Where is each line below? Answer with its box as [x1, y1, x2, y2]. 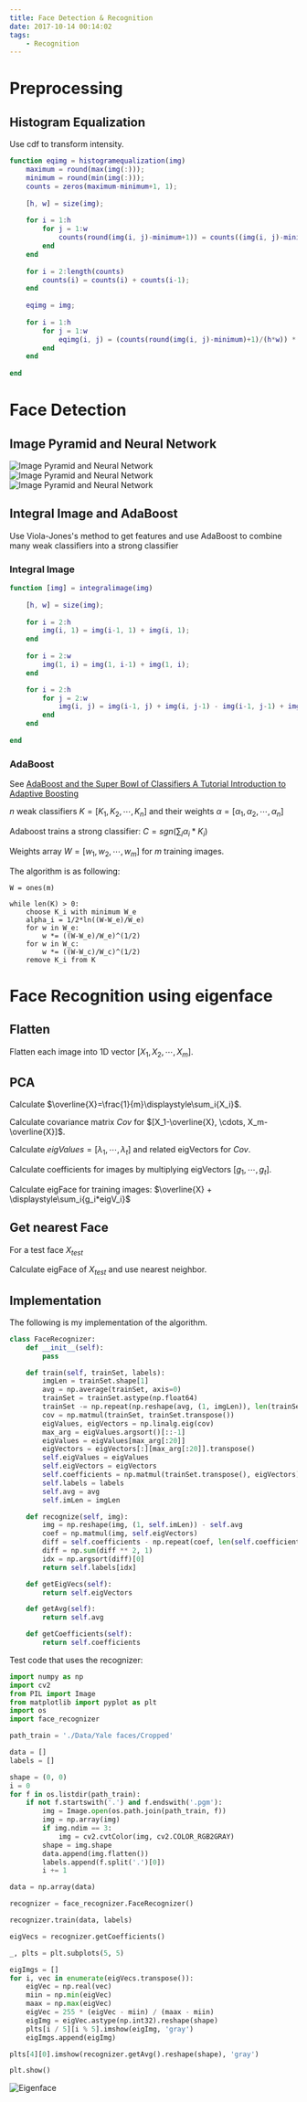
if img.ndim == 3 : [42, 1824, 112, 1833]
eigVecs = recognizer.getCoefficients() [9, 1932, 166, 1941]
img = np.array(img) [42, 1815, 121, 1824]
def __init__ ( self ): [26, 1343, 104, 1353]
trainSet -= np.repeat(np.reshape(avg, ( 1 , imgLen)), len [42, 1402, 268, 1412]
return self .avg [42, 1613, 104, 1622]
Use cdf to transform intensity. [9, 139, 125, 150]
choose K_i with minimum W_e [26, 907, 137, 917]
